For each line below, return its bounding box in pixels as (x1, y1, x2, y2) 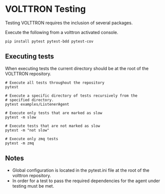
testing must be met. (12, 183, 54, 189)
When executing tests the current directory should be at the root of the (5, 65, 149, 71)
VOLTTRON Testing (5, 3, 86, 15)
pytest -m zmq (5, 141, 34, 146)
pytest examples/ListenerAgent (5, 102, 69, 107)
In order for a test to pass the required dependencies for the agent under (12, 178, 160, 184)
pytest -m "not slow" (5, 127, 50, 133)
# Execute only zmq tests (5, 136, 58, 141)
